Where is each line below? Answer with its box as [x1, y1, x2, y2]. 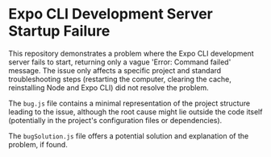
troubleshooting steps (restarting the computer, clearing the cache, [8, 74, 231, 84]
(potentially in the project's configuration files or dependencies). [8, 115, 223, 125]
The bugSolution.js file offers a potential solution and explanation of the [8, 130, 249, 141]
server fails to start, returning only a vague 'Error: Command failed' [8, 57, 231, 67]
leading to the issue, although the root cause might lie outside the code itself [8, 106, 263, 117]
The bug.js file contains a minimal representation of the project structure [8, 98, 251, 108]
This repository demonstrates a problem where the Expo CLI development [8, 48, 254, 58]
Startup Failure [8, 22, 110, 40]
